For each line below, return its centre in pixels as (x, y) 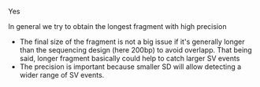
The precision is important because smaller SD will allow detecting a (130, 67)
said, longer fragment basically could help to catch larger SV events (130, 58)
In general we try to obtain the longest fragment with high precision (117, 26)
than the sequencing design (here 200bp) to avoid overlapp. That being (136, 50)
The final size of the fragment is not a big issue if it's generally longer (132, 42)
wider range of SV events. (62, 75)
